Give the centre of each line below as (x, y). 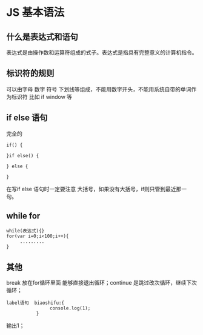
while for (23, 216)
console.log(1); (70, 308)
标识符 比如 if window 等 (42, 96)
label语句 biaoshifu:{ (35, 303)
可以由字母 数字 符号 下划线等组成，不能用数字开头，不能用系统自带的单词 (99, 89)
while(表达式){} (25, 231)
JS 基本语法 (35, 12)
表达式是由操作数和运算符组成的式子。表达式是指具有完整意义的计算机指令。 (102, 52)
